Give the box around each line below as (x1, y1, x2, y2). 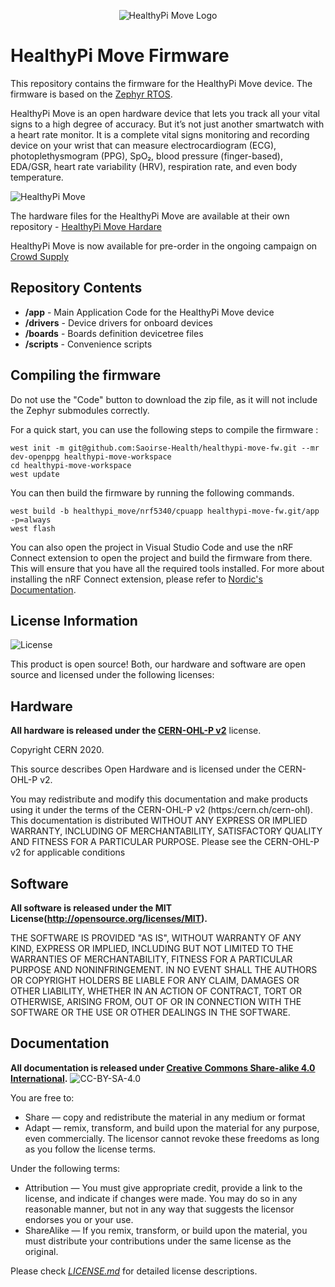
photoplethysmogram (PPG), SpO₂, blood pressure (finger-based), (10, 150, 283, 162)
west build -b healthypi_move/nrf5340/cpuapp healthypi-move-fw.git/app (10, 506, 320, 516)
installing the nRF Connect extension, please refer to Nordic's (10, 573, 263, 585)
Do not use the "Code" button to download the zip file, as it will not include (10, 393, 318, 405)
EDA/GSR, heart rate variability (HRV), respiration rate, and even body (10, 160, 298, 172)
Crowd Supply (10, 250, 69, 262)
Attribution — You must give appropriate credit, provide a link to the (24, 1181, 303, 1194)
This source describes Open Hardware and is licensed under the (10, 763, 277, 775)
